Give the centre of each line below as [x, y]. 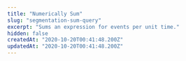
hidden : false [28, 33]
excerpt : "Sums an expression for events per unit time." [93, 27]
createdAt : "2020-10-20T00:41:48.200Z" [65, 40]
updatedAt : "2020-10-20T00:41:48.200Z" [65, 46]
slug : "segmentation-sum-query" [54, 20]
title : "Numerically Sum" [45, 14]
